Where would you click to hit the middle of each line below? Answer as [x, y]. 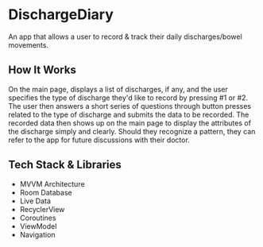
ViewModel [38, 226]
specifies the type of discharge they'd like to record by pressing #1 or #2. [128, 98]
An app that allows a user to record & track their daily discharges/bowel [125, 37]
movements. [29, 44]
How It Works [43, 70]
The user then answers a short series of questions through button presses [130, 106]
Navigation [37, 234]
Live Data [35, 201]
